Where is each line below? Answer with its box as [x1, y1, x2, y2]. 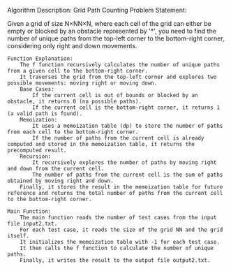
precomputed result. [7, 147, 68, 154]
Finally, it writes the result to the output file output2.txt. [20, 257, 211, 264]
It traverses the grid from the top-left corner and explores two [20, 73, 217, 80]
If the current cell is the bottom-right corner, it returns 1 [32, 104, 220, 111]
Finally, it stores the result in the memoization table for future [20, 184, 223, 191]
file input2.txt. [7, 220, 58, 227]
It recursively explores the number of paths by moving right [32, 159, 217, 166]
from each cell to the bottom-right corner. [7, 129, 139, 135]
